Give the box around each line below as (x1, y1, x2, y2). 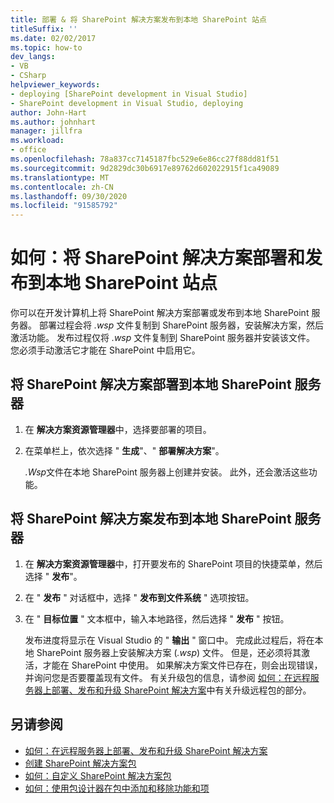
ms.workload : (10, 136, 65, 146)
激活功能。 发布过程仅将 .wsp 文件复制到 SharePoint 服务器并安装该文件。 (10, 332, 315, 344)
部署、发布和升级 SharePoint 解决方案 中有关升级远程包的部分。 (51, 684, 312, 696)
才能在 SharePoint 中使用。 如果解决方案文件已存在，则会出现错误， (42, 659, 323, 671)
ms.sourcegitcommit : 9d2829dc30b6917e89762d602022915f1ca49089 (10, 163, 280, 173)
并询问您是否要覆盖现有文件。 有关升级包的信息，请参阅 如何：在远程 (24, 671, 311, 683)
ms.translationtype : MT (10, 172, 110, 183)
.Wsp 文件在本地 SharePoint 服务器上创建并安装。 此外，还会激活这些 (24, 466, 309, 478)
